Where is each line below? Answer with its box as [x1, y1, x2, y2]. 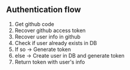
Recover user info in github [14, 33, 81, 40]
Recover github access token [14, 27, 86, 34]
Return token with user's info [14, 58, 85, 65]
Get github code [14, 20, 54, 27]
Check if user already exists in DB [14, 39, 97, 46]
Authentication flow [6, 5, 82, 15]
